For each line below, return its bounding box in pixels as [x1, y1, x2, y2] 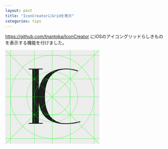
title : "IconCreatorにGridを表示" [5, 13, 74, 18]
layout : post [5, 8, 33, 13]
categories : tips [5, 18, 42, 23]
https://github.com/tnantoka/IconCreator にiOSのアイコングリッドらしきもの [5, 33, 163, 39]
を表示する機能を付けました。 [5, 40, 67, 46]
